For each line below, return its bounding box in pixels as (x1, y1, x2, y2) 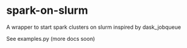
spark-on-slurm (6, 4, 88, 17)
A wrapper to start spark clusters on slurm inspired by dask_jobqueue (6, 23, 181, 31)
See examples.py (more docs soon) (6, 35, 95, 42)
